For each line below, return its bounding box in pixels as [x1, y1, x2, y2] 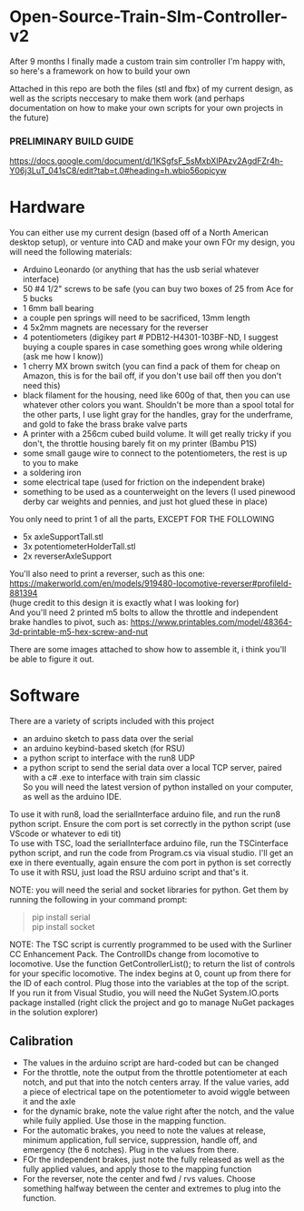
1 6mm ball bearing [22, 303, 94, 314]
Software [9, 685, 80, 706]
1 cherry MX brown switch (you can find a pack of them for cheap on [22, 361, 280, 372]
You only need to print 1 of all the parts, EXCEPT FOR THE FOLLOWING [9, 514, 275, 525]
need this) [22, 380, 61, 391]
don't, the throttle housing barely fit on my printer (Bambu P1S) [22, 439, 258, 449]
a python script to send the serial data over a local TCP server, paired [22, 762, 282, 773]
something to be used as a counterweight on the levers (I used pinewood [22, 487, 296, 498]
